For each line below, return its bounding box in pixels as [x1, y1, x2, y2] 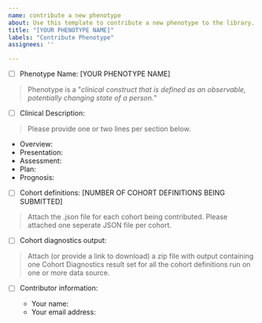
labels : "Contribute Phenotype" [8, 33, 114, 42]
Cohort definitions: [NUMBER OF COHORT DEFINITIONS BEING [19, 188, 226, 197]
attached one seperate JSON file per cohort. [27, 221, 172, 230]
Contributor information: [19, 284, 98, 293]
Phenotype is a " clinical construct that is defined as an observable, [27, 85, 246, 94]
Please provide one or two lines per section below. [27, 124, 191, 134]
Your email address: [31, 307, 96, 317]
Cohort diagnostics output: [19, 236, 107, 245]
